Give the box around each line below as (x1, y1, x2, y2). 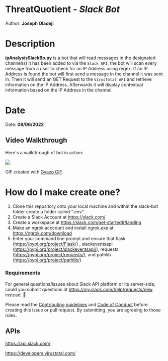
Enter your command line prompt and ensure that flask (12, 235, 126, 241)
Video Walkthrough (5, 136, 67, 145)
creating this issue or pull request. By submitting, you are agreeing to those (5, 307, 161, 313)
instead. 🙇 (5, 292, 26, 298)
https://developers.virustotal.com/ (5, 350, 76, 356)
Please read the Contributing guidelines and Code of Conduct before (5, 301, 148, 307)
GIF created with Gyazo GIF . (5, 168, 64, 175)
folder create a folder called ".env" (12, 208, 84, 214)
